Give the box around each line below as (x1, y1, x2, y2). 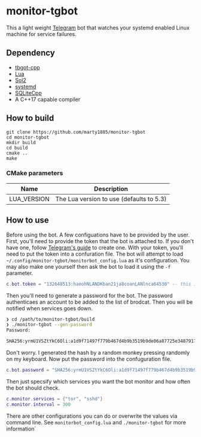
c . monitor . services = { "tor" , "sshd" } (6, 396, 103, 402)
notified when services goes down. (6, 304, 93, 312)
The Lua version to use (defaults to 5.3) (55, 194, 167, 203)
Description (93, 184, 129, 193)
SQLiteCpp (14, 89, 42, 97)
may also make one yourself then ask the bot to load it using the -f (6, 263, 171, 270)
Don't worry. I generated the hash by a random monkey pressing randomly (6, 349, 190, 357)
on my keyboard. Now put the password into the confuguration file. (6, 355, 172, 363)
